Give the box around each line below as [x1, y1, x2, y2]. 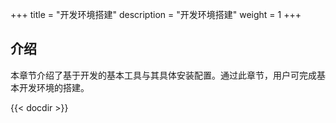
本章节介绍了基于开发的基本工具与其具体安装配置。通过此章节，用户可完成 [10, 69, 317, 81]
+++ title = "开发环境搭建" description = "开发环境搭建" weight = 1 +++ [10, 9, 302, 20]
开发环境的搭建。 [18, 81, 90, 93]
